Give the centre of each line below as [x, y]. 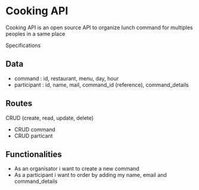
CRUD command [35, 129]
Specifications [23, 45]
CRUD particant [33, 136]
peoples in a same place [35, 33]
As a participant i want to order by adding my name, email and [91, 175]
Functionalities [34, 154]
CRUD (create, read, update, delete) [49, 118]
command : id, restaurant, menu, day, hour [66, 78]
